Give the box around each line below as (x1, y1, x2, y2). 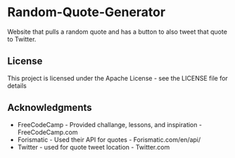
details (7, 81, 27, 90)
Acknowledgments (7, 102, 93, 114)
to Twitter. (7, 34, 37, 43)
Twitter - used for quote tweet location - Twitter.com (17, 143, 170, 151)
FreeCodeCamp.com (17, 128, 78, 136)
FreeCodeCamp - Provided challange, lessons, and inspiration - (17, 120, 203, 129)
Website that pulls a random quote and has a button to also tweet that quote (7, 27, 227, 36)
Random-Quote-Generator (7, 4, 166, 20)
